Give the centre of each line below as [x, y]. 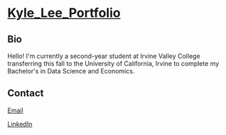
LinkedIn [20, 124]
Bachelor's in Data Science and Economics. [71, 71]
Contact [26, 93]
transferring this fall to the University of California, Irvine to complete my [113, 64]
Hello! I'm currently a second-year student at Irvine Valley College [104, 56]
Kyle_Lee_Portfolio [64, 13]
